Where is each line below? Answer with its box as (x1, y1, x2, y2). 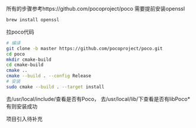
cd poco (6, 51, 25, 57)
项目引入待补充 (6, 115, 43, 122)
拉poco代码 (6, 28, 34, 35)
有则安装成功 (6, 103, 37, 110)
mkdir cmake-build (6, 57, 52, 63)
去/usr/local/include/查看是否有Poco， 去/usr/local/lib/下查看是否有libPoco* (6, 95, 191, 102)
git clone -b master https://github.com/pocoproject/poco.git (6, 45, 163, 51)
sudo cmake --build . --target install (6, 84, 105, 90)
